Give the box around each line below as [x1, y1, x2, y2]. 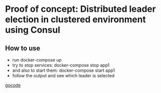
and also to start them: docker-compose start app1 [12, 67, 115, 73]
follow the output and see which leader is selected [12, 73, 115, 78]
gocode [5, 82, 21, 88]
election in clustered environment [5, 14, 146, 25]
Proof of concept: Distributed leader [5, 3, 156, 15]
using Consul [5, 25, 61, 35]
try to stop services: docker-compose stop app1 [12, 62, 110, 68]
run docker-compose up [12, 57, 62, 62]
